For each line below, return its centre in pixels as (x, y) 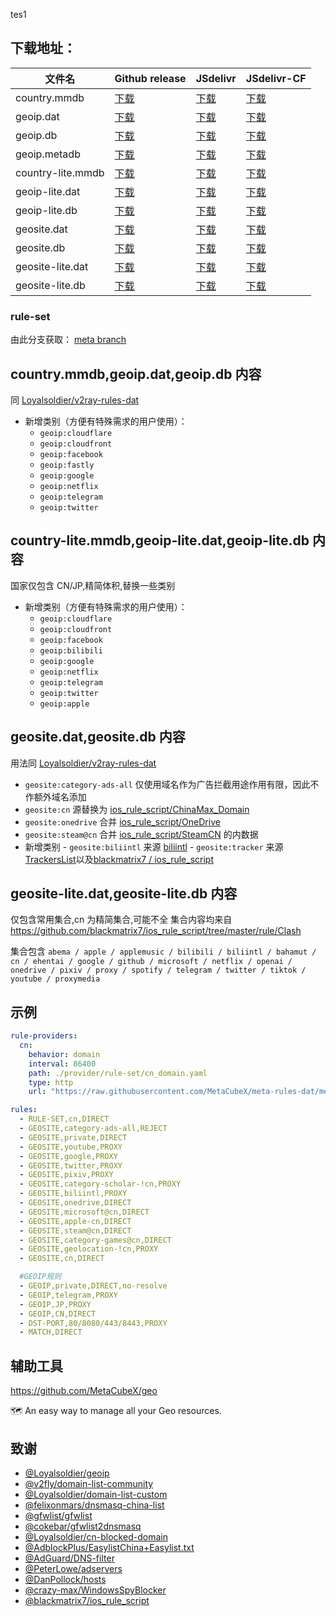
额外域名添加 (60, 796)
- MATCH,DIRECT (51, 1332)
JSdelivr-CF (276, 78)
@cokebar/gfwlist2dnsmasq (83, 1526)
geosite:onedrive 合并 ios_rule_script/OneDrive (122, 821)
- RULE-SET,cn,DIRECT (64, 1119)
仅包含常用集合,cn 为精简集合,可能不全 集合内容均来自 (121, 920)
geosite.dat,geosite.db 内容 (98, 737)
